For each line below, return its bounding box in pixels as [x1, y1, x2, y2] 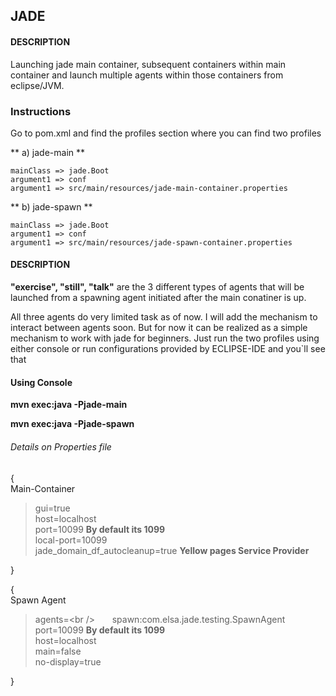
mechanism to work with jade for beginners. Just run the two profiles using [10, 332, 320, 344]
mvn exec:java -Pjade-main [10, 399, 128, 411]
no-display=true [34, 655, 102, 668]
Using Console [10, 376, 73, 388]
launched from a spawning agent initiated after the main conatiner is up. [10, 292, 307, 304]
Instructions [10, 104, 72, 118]
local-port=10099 [34, 534, 108, 546]
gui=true [34, 502, 71, 514]
